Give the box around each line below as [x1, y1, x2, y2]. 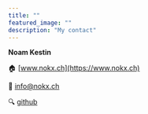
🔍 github [8, 97, 38, 107]
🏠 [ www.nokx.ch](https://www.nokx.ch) [8, 64, 140, 73]
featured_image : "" [8, 19, 72, 27]
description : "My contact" [8, 26, 97, 34]
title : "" [8, 11, 41, 20]
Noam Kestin [8, 48, 51, 57]
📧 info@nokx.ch [8, 82, 60, 91]
